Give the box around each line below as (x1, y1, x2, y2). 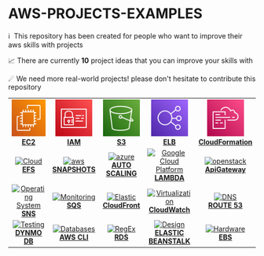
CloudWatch (148, 205, 191, 214)
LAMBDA (154, 173, 185, 182)
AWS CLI (59, 232, 89, 242)
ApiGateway (204, 164, 246, 174)
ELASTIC (154, 229, 185, 238)
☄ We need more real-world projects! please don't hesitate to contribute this (8, 74, 256, 83)
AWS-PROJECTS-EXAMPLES (8, 5, 203, 23)
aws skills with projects (8, 40, 84, 49)
